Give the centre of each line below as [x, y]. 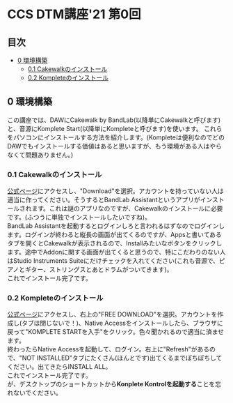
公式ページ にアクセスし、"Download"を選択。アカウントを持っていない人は [115, 191]
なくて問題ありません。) [40, 155]
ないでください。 [38, 393]
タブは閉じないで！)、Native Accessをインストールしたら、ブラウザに [123, 323]
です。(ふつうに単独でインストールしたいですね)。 [79, 218]
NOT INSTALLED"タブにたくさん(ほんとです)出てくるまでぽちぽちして [122, 358]
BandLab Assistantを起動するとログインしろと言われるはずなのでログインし [116, 226]
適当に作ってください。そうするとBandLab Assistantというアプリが [104, 200]
